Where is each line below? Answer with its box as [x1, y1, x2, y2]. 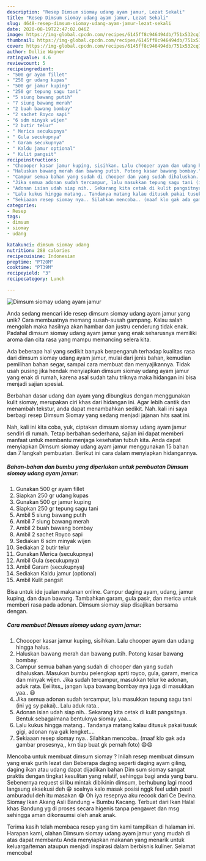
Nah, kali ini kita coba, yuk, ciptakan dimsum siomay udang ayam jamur [7, 423, 187, 430]
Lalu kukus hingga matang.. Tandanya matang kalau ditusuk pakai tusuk [15, 721, 197, 728]
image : [7, 32, 24, 38]
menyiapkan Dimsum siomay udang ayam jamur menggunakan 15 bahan [7, 443, 189, 450]
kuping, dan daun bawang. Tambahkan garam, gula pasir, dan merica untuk [7, 594, 197, 602]
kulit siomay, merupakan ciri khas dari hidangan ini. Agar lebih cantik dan [7, 398, 191, 405]
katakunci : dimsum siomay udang [7, 242, 89, 248]
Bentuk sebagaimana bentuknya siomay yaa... [15, 715, 132, 722]
